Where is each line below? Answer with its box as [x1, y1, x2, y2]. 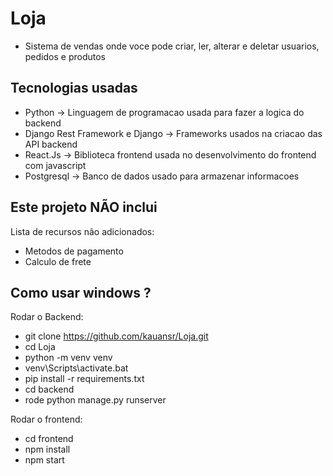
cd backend [24, 383, 75, 396]
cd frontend [24, 433, 74, 445]
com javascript [24, 159, 87, 171]
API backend [24, 138, 78, 150]
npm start [24, 454, 65, 466]
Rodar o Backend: [10, 311, 84, 323]
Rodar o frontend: [10, 413, 83, 426]
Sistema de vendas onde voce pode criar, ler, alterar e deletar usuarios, [24, 40, 320, 52]
